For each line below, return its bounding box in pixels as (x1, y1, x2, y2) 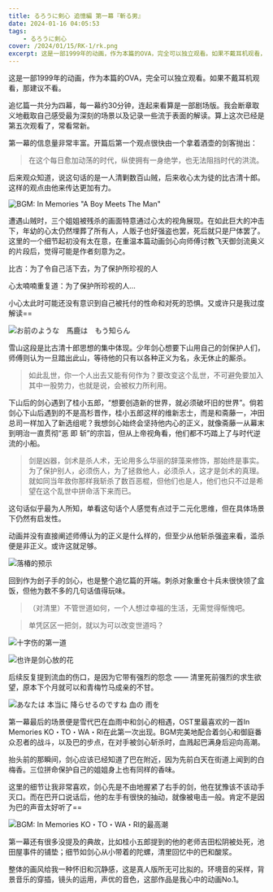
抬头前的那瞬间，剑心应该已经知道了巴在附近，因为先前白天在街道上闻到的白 (8, 755, 265, 764)
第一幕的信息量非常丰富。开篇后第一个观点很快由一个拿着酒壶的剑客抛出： (8, 138, 258, 147)
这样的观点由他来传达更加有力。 (8, 183, 115, 192)
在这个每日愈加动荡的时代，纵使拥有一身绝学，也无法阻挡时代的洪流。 (28, 155, 264, 165)
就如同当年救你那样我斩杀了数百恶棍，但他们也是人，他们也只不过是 (28, 476, 257, 485)
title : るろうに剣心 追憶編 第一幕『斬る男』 (8, 11, 145, 20)
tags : (8, 27, 27, 35)
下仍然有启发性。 (8, 514, 66, 523)
